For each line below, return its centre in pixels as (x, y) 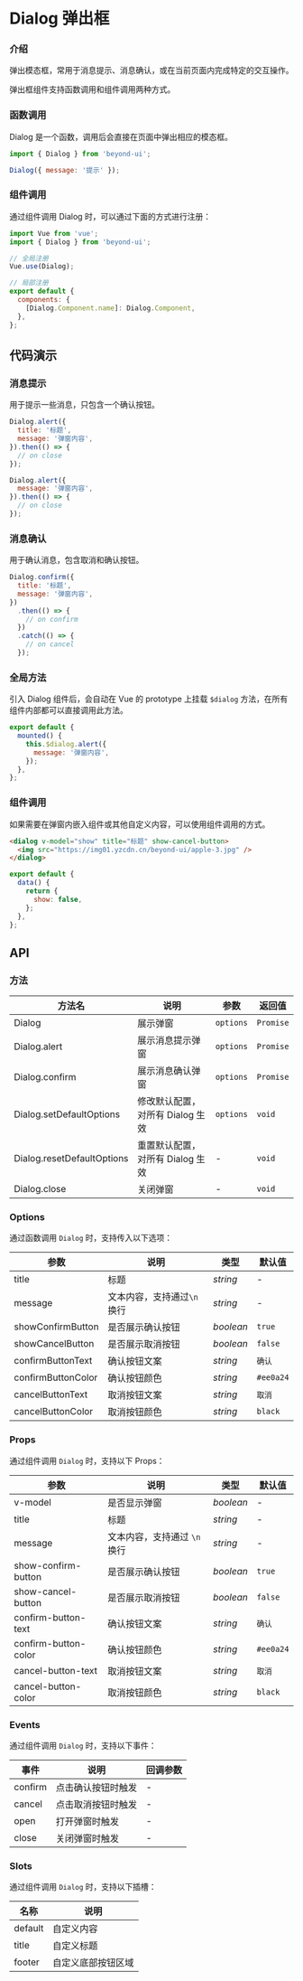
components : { (44, 300)
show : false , (58, 899)
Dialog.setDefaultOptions (67, 1114)
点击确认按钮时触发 (96, 1788)
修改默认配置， (169, 1102)
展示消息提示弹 (169, 1040)
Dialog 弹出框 (60, 19)
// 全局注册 (29, 258)
